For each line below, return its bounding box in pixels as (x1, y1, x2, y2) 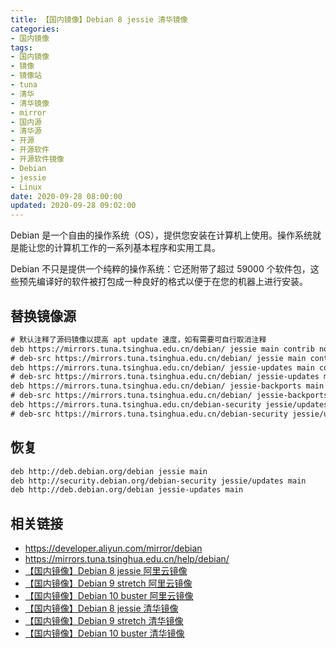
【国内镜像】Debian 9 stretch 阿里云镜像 (24, 577, 193, 590)
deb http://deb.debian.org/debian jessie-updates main (10, 485, 244, 495)
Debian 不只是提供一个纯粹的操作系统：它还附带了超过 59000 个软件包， (10, 263, 311, 275)
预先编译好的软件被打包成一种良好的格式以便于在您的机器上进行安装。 (18, 276, 308, 288)
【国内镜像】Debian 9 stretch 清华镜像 (24, 615, 184, 627)
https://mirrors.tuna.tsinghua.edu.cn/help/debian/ (24, 553, 230, 565)
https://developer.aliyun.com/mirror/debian (24, 542, 203, 555)
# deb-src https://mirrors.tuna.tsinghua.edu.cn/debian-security (10, 409, 288, 419)
